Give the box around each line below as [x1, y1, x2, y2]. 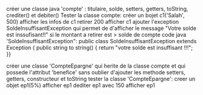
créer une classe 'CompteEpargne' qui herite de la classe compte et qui [6, 62, 186, 69]
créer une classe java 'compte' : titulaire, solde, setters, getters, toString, [6, 5, 188, 12]
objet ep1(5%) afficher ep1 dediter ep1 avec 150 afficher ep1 [6, 82, 156, 89]
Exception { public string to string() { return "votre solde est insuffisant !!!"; [6, 44, 193, 51]
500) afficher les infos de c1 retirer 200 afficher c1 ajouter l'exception [6, 18, 179, 25]
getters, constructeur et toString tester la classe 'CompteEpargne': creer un [6, 76, 196, 82]
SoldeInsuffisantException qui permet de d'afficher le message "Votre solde [6, 24, 196, 32]
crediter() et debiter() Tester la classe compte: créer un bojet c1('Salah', [6, 12, 185, 19]
